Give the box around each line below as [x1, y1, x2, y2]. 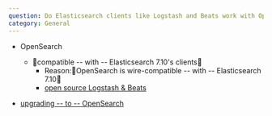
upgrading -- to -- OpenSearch [19, 98, 124, 108]
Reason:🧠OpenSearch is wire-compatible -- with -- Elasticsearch [44, 65, 261, 75]
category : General [8, 19, 70, 27]
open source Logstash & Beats [44, 82, 147, 93]
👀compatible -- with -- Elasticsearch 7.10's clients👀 [32, 57, 202, 67]
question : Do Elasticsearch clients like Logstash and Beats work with [8, 11, 255, 20]
